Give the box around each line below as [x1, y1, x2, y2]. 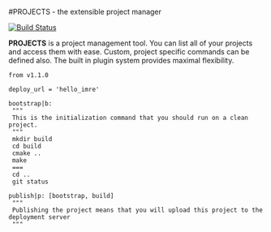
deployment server [8, 213, 71, 221]
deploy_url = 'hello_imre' [8, 85, 100, 93]
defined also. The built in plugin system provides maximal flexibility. [8, 56, 234, 65]
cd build [11, 142, 42, 150]
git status [11, 178, 49, 186]
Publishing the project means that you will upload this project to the [11, 206, 264, 214]
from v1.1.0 [8, 71, 49, 79]
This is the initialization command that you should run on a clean [11, 114, 249, 122]
